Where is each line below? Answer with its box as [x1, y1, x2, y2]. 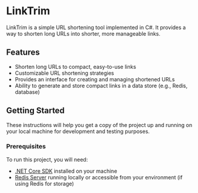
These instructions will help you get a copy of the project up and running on [6, 121, 193, 128]
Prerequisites [6, 143, 46, 151]
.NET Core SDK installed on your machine [14, 167, 117, 175]
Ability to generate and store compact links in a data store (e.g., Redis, [14, 82, 188, 89]
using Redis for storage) [14, 180, 75, 187]
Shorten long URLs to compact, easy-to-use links [14, 63, 137, 70]
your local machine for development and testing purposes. [6, 128, 150, 135]
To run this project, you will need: [6, 156, 88, 163]
